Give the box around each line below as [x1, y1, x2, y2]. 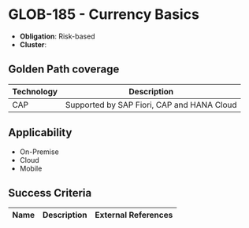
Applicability [8, 126, 72, 139]
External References [95, 210, 173, 221]
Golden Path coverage [8, 63, 120, 76]
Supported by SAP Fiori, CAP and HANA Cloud [65, 99, 238, 110]
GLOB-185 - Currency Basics [8, 6, 199, 24]
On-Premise [19, 147, 59, 156]
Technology [12, 86, 58, 97]
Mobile [19, 164, 43, 173]
